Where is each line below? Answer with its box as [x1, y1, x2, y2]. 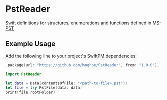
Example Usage [5, 40, 56, 48]
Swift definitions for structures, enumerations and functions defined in [5, 20, 152, 26]
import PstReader [5, 71, 42, 77]
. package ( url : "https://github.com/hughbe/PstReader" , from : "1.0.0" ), [5, 62, 159, 68]
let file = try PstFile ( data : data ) [5, 85, 82, 90]
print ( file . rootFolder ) [5, 90, 56, 95]
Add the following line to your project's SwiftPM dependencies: [5, 53, 137, 59]
